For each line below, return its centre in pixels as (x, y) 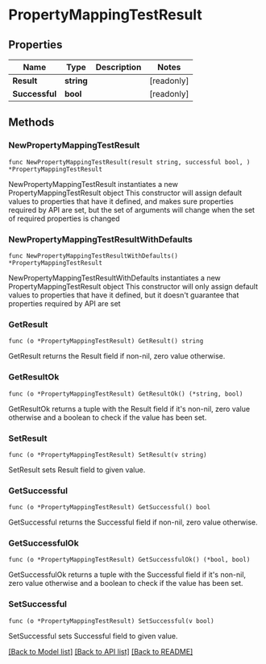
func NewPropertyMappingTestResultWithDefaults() (94, 255)
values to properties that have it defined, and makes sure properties (121, 201)
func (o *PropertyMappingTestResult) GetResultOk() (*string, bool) (126, 394)
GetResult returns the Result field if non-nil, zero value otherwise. (117, 356)
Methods (31, 122)
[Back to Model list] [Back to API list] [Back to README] (101, 651)
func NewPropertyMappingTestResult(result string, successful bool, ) (129, 162)
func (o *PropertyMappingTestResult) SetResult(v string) (108, 454)
